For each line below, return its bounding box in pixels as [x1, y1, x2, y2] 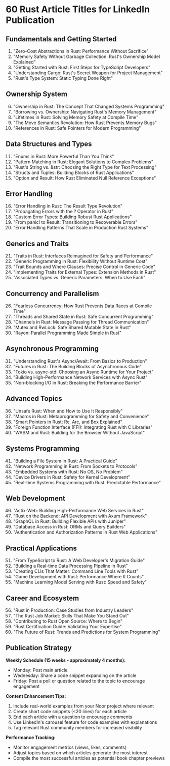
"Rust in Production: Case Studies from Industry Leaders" [13, 607, 134, 613]
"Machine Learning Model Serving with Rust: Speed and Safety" [13, 579, 147, 585]
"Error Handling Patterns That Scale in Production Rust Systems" [13, 225, 149, 231]
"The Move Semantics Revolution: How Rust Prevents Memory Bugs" [13, 120, 157, 126]
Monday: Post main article [13, 667, 68, 673]
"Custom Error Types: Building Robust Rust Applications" [13, 214, 132, 220]
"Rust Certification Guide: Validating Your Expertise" [13, 623, 122, 629]
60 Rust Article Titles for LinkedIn [6, 4, 150, 15]
